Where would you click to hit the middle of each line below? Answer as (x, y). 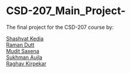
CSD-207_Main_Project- (66, 11)
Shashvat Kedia (25, 38)
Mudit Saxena (23, 51)
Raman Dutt (20, 45)
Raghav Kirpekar (26, 64)
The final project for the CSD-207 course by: (60, 27)
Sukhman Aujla (24, 57)
